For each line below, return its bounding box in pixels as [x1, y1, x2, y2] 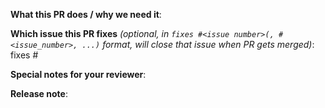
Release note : [10, 88, 68, 99]
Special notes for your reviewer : [10, 69, 147, 80]
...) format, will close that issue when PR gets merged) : [81, 39, 315, 50]
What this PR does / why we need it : [10, 9, 162, 20]
